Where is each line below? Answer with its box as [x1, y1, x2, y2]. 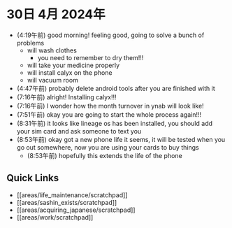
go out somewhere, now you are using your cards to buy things [16, 143, 200, 151]
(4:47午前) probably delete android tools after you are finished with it [16, 84, 215, 92]
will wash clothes [27, 46, 78, 55]
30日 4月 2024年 [6, 6, 106, 22]
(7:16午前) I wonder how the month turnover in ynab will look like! [16, 101, 204, 110]
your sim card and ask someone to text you [16, 127, 142, 135]
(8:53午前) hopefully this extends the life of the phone [27, 151, 182, 159]
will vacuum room [27, 76, 78, 84]
